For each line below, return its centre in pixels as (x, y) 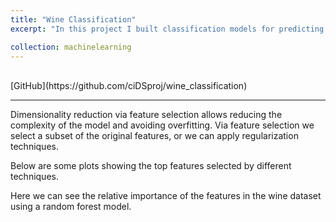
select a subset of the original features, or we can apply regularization (154, 136)
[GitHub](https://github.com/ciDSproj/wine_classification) (129, 86)
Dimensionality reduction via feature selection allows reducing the (146, 115)
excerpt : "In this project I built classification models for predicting (167, 29)
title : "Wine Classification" (73, 19)
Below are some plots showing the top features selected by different (151, 166)
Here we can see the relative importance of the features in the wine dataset (166, 196)
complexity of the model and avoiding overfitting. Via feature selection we (162, 125)
